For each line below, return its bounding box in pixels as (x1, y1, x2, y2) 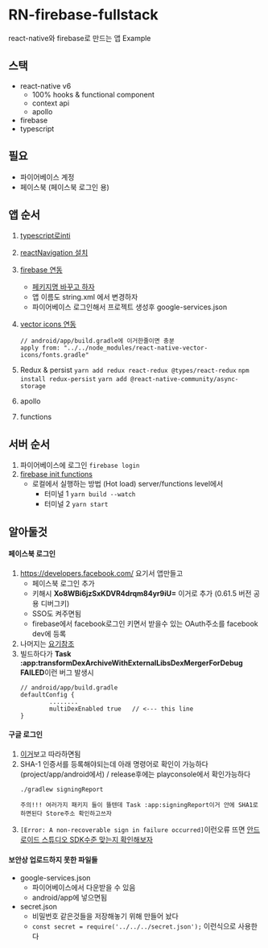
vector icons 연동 (19, 320, 76, 329)
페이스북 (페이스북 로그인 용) (19, 182, 110, 192)
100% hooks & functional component (31, 89, 155, 99)
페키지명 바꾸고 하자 (31, 282, 95, 292)
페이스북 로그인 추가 (31, 578, 95, 588)
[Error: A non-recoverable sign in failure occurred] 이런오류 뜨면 (19, 824, 245, 834)
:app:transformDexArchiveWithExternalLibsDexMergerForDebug (19, 658, 243, 668)
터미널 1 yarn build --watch (43, 489, 136, 499)
